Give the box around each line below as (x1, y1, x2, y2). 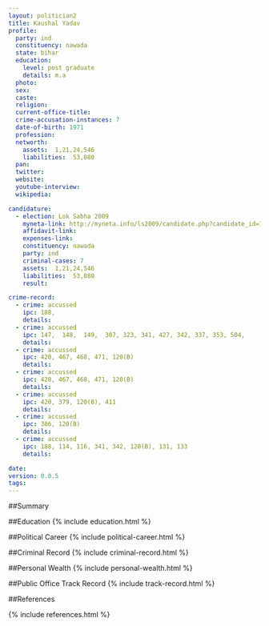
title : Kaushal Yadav (8, 19, 81, 27)
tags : (8, 480, 26, 488)
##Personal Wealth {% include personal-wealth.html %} (8, 564, 194, 573)
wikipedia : (15, 190, 52, 199)
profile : (8, 26, 38, 34)
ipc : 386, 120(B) (22, 420, 81, 428)
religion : (15, 101, 48, 109)
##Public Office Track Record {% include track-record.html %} (8, 579, 215, 588)
